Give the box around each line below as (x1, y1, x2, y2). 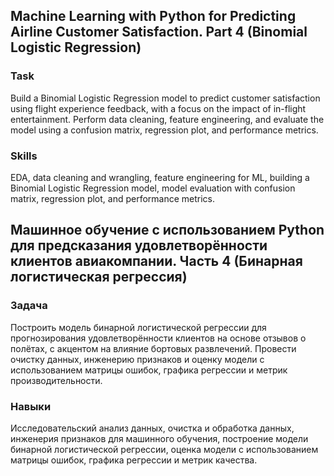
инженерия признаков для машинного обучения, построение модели (10, 432, 309, 444)
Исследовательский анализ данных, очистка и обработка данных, (10, 422, 295, 434)
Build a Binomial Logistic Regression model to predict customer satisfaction (10, 92, 321, 104)
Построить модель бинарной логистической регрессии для (10, 321, 267, 333)
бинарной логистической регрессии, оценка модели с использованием (10, 443, 319, 455)
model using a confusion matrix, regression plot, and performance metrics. (10, 124, 319, 136)
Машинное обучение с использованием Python (10, 222, 325, 239)
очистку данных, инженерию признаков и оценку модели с (10, 353, 265, 365)
